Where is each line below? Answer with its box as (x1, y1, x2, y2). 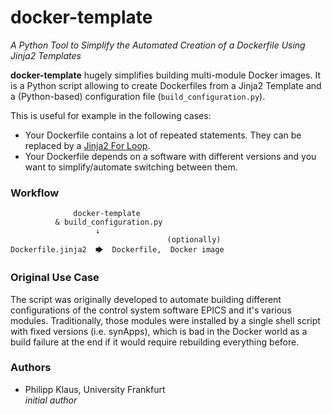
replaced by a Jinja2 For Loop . (24, 139, 151, 151)
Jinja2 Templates (10, 49, 82, 61)
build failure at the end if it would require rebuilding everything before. (10, 336, 300, 348)
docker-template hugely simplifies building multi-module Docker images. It (10, 69, 322, 81)
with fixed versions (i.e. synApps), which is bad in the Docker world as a (10, 325, 308, 337)
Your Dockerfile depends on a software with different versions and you (24, 150, 317, 162)
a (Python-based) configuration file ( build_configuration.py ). (10, 90, 266, 102)
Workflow (10, 186, 60, 200)
